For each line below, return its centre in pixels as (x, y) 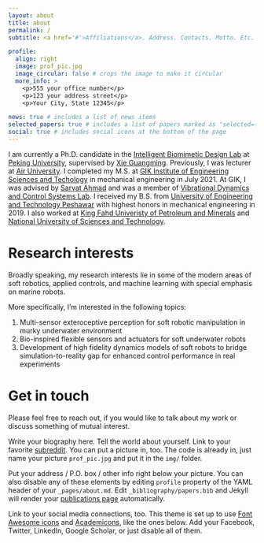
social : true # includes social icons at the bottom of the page (117, 132)
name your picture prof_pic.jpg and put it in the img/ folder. (105, 458)
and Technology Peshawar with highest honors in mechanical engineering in (132, 204)
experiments (40, 364)
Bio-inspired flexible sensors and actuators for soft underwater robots (132, 339)
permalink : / (29, 30)
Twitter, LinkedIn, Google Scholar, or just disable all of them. (105, 530)
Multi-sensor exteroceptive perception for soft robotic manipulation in (132, 322)
